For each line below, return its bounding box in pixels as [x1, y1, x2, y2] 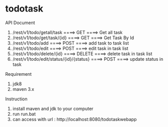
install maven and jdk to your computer [12, 105, 94, 111]
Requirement [5, 71, 32, 77]
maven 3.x [12, 86, 34, 92]
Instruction [5, 96, 28, 102]
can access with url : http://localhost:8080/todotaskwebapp [12, 116, 137, 122]
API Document [5, 20, 35, 26]
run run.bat [12, 111, 36, 117]
